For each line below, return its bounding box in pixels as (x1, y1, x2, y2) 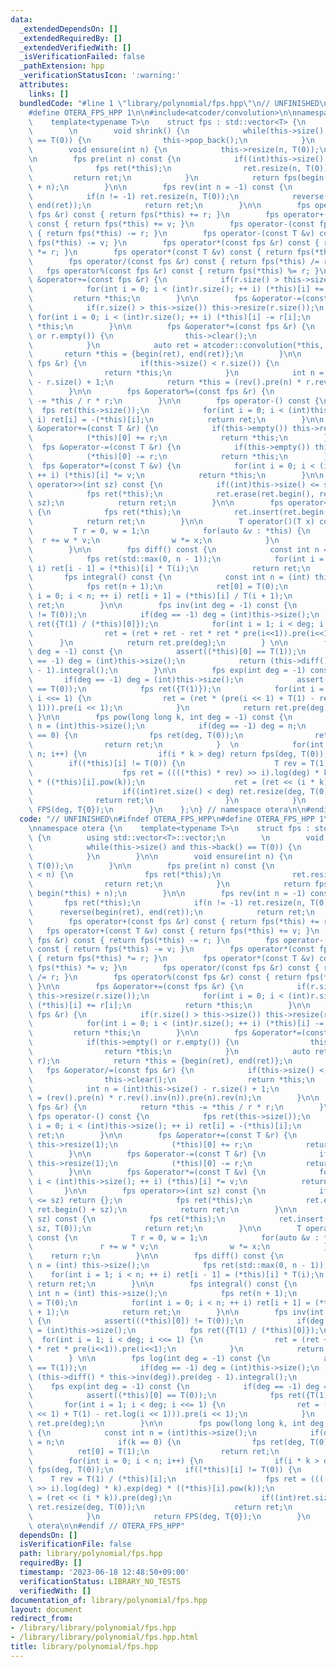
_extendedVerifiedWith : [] (19, 42, 132, 53)
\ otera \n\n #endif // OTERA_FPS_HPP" (28, 1521, 186, 1531)
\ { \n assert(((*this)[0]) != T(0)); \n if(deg (28, 1316, 325, 1326)
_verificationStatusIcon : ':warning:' (19, 71, 182, 81)
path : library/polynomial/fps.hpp (19, 1549, 163, 1559)
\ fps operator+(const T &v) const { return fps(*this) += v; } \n (28, 926, 320, 936)
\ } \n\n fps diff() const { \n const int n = (28, 544, 329, 555)
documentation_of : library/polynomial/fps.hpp (10, 1595, 208, 1605)
